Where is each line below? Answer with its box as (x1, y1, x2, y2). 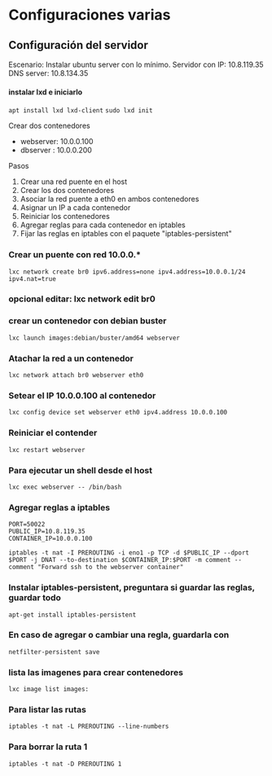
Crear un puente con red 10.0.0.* (8, 249, 141, 261)
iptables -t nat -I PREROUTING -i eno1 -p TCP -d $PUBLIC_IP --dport (8, 549, 250, 557)
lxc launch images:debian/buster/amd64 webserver (8, 334, 181, 342)
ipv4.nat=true (8, 274, 57, 283)
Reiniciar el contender (8, 427, 98, 439)
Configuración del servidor (8, 38, 148, 52)
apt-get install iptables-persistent (8, 611, 137, 619)
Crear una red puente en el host (20, 177, 128, 186)
